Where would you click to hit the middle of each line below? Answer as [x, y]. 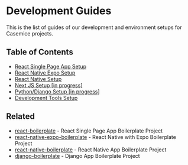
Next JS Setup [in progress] [48, 85]
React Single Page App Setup [51, 66]
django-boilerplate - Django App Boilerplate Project [77, 156]
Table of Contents [40, 52]
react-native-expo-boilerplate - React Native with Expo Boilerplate [95, 137]
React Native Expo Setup [45, 73]
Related [21, 117]
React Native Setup [38, 79]
